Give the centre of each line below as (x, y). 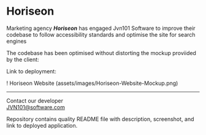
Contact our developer (35, 100)
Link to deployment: (31, 71)
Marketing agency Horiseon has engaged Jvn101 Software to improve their (101, 28)
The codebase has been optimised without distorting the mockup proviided (101, 53)
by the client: (23, 59)
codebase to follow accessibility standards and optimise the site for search (101, 34)
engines (17, 41)
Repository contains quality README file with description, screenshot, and (100, 119)
